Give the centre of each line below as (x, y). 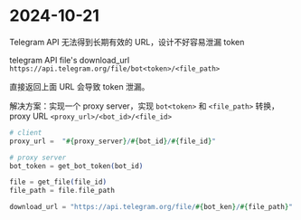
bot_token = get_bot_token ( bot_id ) (76, 166)
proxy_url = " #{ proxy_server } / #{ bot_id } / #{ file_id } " (113, 141)
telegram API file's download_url (70, 60)
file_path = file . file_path (62, 191)
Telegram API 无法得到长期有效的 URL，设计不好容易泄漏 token (127, 42)
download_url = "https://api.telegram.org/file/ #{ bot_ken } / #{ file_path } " (151, 207)
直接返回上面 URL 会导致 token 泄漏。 (80, 86)
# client (26, 132)
